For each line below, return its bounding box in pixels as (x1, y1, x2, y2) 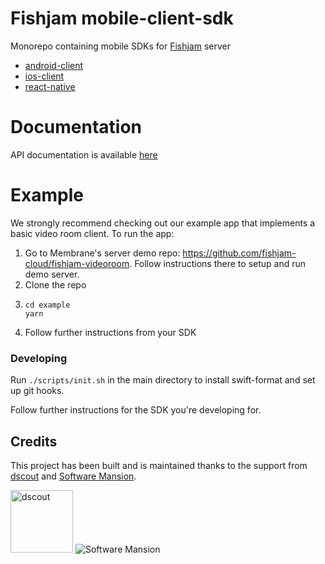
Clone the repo (24, 278, 87, 291)
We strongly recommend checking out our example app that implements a (10, 217, 316, 229)
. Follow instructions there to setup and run (129, 257, 307, 269)
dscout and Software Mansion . (10, 470, 137, 482)
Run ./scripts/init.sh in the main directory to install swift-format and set (10, 374, 316, 386)
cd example (24, 300, 71, 310)
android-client (24, 59, 84, 71)
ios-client (24, 70, 65, 82)
